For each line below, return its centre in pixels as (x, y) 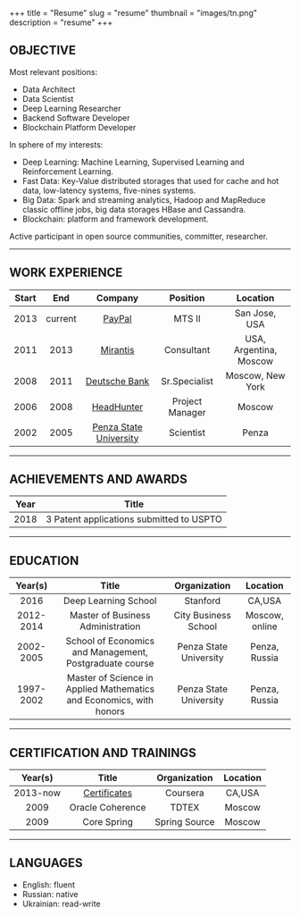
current (62, 318)
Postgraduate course (110, 663)
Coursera (185, 793)
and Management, (110, 652)
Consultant (187, 349)
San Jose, (256, 313)
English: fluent (49, 885)
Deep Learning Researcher (72, 108)
